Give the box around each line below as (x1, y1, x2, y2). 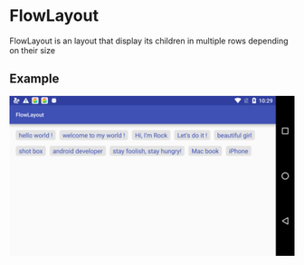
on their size (9, 44, 56, 55)
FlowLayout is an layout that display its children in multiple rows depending (9, 35, 289, 46)
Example (9, 71, 60, 87)
